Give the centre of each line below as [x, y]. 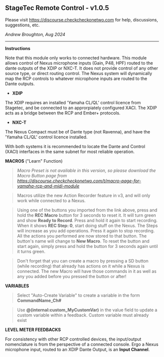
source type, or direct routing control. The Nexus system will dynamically [79, 73]
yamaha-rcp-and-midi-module [48, 186]
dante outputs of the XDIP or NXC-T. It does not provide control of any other [82, 68]
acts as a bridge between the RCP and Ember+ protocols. [63, 113]
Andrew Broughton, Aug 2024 [35, 34]
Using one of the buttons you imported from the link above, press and [87, 210]
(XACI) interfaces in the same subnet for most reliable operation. [70, 151]
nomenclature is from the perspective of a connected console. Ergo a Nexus [82, 344]
